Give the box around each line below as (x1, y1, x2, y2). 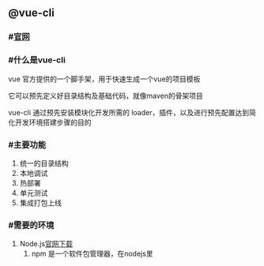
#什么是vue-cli (8, 54, 66, 66)
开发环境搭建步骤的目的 (14, 118, 92, 127)
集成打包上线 (19, 197, 62, 208)
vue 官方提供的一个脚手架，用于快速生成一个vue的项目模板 (8, 74, 201, 84)
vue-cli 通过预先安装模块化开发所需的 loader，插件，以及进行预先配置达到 (8, 107, 250, 117)
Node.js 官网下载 (19, 239, 74, 249)
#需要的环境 (8, 219, 55, 230)
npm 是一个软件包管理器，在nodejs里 (31, 249, 153, 259)
